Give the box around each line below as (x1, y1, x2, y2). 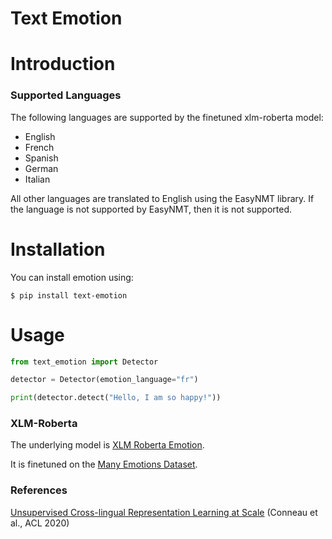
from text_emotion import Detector (10, 357, 159, 367)
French (24, 141, 55, 153)
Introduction (10, 53, 116, 76)
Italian (24, 173, 51, 185)
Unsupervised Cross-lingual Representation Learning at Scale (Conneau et (10, 506, 318, 518)
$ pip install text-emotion (10, 290, 128, 301)
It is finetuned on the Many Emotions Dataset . (10, 458, 198, 471)
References (10, 483, 68, 497)
